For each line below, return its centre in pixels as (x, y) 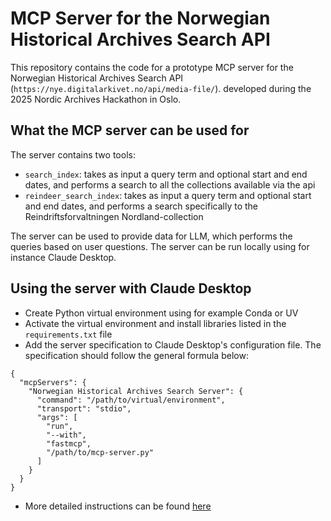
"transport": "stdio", (84, 408)
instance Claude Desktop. (63, 257)
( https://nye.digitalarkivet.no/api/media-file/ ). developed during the (161, 88)
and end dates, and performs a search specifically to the (141, 206)
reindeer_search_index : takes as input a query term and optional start (168, 195)
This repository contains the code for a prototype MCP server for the (152, 67)
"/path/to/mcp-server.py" (100, 452)
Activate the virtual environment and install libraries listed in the (155, 323)
